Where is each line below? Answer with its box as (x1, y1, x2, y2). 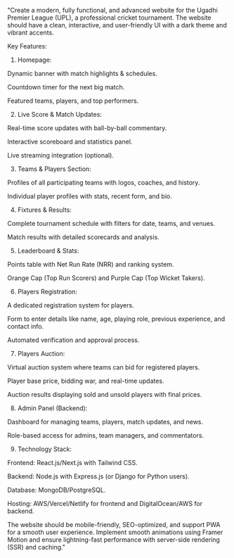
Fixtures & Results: (17, 205, 72, 214)
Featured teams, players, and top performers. (7, 96, 139, 105)
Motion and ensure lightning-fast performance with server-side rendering (7, 535, 220, 544)
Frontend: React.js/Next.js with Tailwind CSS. (7, 459, 138, 467)
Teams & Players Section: (17, 165, 91, 173)
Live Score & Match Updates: (17, 110, 102, 118)
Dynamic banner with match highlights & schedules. (7, 70, 158, 77)
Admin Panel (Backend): (17, 404, 88, 412)
